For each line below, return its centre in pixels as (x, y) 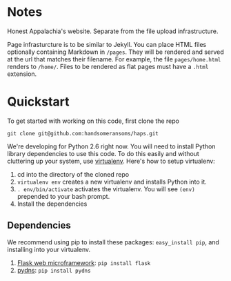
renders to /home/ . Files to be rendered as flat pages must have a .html (108, 66)
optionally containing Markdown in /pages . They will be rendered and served (115, 52)
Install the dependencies (52, 204)
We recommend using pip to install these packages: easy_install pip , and (113, 242)
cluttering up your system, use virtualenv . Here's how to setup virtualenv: (111, 161)
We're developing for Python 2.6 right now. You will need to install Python (111, 146)
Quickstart (39, 102)
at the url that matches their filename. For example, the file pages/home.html (114, 59)
